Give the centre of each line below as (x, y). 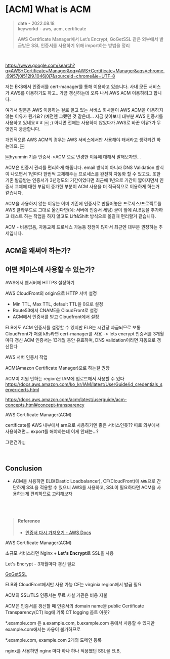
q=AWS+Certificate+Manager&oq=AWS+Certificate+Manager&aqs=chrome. (85, 71)
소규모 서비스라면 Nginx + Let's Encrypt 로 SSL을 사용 (59, 553)
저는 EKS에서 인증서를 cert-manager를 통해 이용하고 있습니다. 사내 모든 (76, 86)
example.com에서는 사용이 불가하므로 (43, 629)
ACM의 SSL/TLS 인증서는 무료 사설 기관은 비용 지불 (56, 595)
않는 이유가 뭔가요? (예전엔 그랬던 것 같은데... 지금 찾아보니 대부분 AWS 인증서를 (84, 116)
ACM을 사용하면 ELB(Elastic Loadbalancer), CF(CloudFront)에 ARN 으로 (84, 481)
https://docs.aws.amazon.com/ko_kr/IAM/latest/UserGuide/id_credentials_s (84, 384)
